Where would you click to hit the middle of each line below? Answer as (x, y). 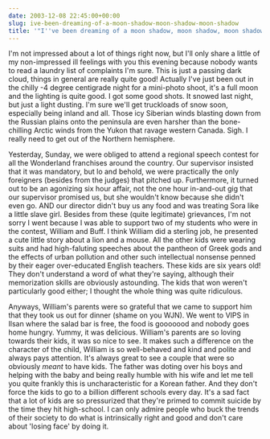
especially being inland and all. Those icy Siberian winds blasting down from (135, 113)
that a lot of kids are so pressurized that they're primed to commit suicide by (135, 401)
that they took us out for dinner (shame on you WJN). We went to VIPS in (129, 315)
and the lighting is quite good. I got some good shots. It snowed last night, (131, 96)
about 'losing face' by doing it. (59, 426)
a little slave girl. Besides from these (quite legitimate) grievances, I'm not (130, 215)
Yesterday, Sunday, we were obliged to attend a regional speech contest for (134, 154)
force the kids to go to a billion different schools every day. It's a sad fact (129, 392)
